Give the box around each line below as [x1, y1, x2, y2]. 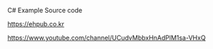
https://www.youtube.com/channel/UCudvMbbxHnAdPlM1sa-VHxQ [7, 33, 206, 42]
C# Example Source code [7, 6, 83, 14]
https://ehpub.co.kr [7, 20, 64, 28]
